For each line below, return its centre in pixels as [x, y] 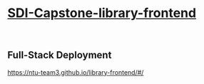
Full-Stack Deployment [60, 55]
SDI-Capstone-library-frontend [102, 13]
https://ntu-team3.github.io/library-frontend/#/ [76, 72]
